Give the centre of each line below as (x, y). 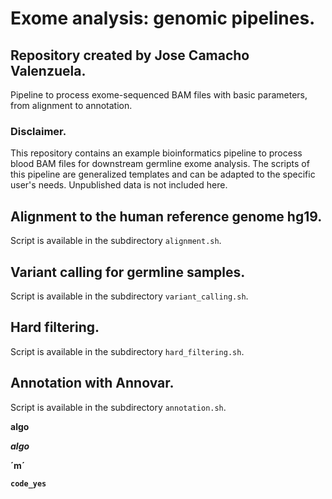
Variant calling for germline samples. (128, 272)
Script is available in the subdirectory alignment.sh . (116, 241)
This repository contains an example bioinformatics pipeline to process (156, 153)
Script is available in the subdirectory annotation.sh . (118, 407)
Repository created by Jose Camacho (130, 55)
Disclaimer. (38, 131)
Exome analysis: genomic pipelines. (163, 18)
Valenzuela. (48, 70)
